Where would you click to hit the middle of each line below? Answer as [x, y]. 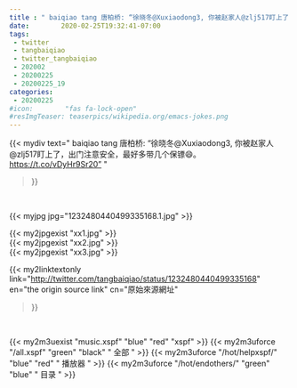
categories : [31, 92]
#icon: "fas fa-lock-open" [73, 109]
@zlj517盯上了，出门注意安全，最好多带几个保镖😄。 [105, 154]
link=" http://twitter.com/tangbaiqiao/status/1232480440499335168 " [135, 279]
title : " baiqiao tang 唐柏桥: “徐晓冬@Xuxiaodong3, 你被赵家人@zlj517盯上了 [149, 17]
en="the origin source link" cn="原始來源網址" [94, 289]
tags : [19, 34]
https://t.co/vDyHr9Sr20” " [59, 165]
